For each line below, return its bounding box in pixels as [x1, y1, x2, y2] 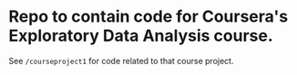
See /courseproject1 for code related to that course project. [8, 55, 234, 66]
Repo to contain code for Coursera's [8, 6, 289, 27]
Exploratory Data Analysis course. [8, 25, 274, 46]
